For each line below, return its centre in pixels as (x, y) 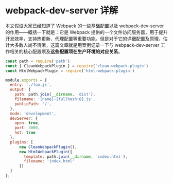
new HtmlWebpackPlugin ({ (46, 152)
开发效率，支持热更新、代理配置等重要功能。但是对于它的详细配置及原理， (84, 39)
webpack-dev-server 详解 (62, 11)
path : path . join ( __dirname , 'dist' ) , (55, 95)
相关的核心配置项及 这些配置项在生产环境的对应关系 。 (66, 51)
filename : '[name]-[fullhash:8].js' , (55, 99)
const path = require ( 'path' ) (38, 61)
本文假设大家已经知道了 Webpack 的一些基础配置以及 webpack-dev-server (85, 26)
